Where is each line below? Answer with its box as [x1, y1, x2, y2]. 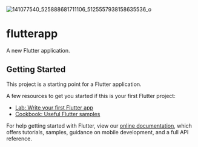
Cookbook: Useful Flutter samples [15, 110, 101, 117]
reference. [6, 135, 32, 142]
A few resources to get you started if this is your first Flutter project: [6, 92, 176, 99]
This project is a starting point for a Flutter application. [6, 80, 142, 88]
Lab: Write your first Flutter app [15, 103, 94, 111]
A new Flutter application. [6, 47, 70, 54]
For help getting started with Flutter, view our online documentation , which [6, 122, 193, 129]
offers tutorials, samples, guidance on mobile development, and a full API [6, 128, 189, 136]
